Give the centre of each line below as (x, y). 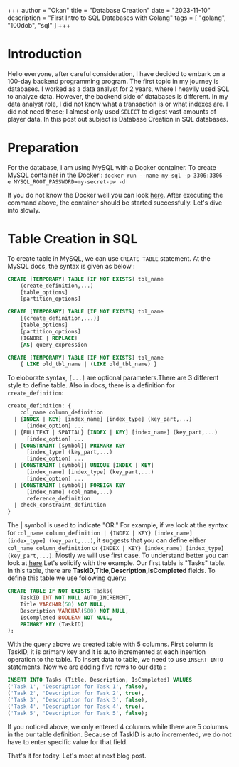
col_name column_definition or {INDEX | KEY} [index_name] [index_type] (116, 548)
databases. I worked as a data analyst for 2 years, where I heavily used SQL (118, 89)
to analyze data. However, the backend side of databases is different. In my (118, 96)
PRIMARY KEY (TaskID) (52, 624)
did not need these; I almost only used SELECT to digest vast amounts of (112, 111)
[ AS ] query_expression (54, 345)
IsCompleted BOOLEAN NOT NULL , (67, 618)
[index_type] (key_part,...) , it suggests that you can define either (107, 540)
